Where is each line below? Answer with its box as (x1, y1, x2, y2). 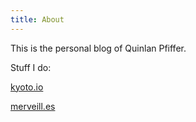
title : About (10, 14, 65, 25)
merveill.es (10, 100, 56, 112)
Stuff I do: (10, 61, 52, 73)
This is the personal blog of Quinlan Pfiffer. (10, 42, 187, 54)
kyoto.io (10, 81, 44, 93)
